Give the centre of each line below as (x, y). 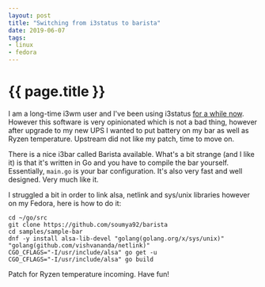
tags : (17, 38)
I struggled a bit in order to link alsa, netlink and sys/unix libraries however (129, 194)
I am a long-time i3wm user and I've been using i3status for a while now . (126, 113)
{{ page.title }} (57, 92)
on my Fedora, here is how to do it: (65, 203)
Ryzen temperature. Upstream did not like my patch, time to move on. (121, 139)
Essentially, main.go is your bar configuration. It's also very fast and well (125, 170)
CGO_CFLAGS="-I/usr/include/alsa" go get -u (83, 252)
